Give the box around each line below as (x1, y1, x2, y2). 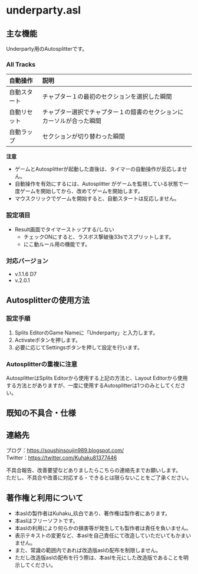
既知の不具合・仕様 (6, 408, 76, 418)
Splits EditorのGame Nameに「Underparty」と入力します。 (14, 329, 159, 336)
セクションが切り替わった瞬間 (42, 132, 125, 140)
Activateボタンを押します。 (14, 336, 81, 343)
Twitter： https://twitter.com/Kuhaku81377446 (6, 454, 117, 461)
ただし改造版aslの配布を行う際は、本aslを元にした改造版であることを (14, 554, 184, 561)
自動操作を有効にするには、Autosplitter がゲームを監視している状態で (14, 181, 184, 188)
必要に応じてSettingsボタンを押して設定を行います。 (14, 343, 143, 351)
